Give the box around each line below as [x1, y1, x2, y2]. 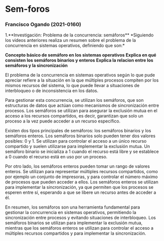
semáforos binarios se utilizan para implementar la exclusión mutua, [5, 220, 143, 226]
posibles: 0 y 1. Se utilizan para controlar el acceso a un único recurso [5, 138, 147, 144]
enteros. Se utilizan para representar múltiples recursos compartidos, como [5, 169, 158, 175]
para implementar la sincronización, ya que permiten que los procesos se [5, 184, 154, 190]
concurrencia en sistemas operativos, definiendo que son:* [5, 43, 125, 49]
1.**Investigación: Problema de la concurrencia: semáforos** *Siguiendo [5, 32, 154, 38]
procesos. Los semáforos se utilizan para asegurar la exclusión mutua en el [5, 108, 158, 114]
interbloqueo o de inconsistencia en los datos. [5, 88, 99, 94]
